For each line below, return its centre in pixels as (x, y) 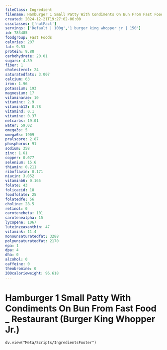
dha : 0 (12, 255)
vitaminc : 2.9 (20, 102)
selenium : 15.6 (21, 162)
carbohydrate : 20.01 (27, 56)
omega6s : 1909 (20, 135)
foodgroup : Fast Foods (29, 38)
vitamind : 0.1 (20, 112)
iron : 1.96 (16, 84)
